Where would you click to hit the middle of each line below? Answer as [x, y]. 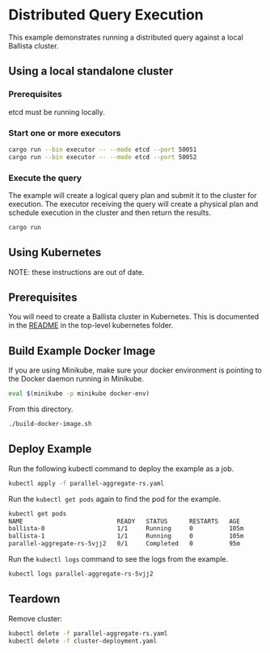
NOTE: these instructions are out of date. [76, 272]
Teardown [34, 599]
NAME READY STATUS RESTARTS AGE [124, 521]
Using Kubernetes [55, 253]
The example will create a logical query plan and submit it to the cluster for [133, 195]
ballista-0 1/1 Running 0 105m [126, 529]
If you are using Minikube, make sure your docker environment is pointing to [135, 370]
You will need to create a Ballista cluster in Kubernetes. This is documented [134, 317]
